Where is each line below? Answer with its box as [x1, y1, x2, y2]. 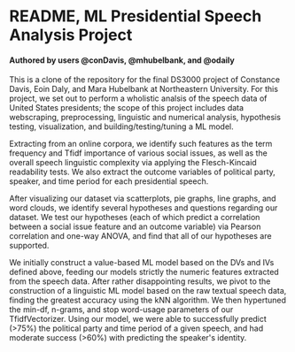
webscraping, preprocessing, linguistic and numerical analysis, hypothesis [9, 112, 282, 123]
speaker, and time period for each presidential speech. [9, 176, 209, 187]
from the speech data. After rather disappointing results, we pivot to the [9, 276, 271, 287]
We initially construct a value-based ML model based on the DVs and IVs [9, 257, 275, 268]
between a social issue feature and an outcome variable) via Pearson [9, 221, 261, 232]
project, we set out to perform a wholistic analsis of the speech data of [9, 93, 268, 103]
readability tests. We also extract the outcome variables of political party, [9, 166, 276, 178]
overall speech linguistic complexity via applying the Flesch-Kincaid [9, 157, 257, 168]
